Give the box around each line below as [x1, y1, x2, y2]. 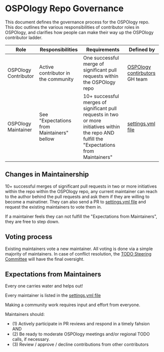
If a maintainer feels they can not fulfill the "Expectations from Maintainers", [5, 213, 158, 219]
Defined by [128, 46, 155, 53]
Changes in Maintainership [5, 170, 89, 178]
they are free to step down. [5, 218, 60, 224]
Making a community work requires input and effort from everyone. [5, 302, 141, 308]
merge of [82, 60, 104, 67]
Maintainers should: [5, 312, 45, 317]
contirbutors [127, 69, 156, 76]
